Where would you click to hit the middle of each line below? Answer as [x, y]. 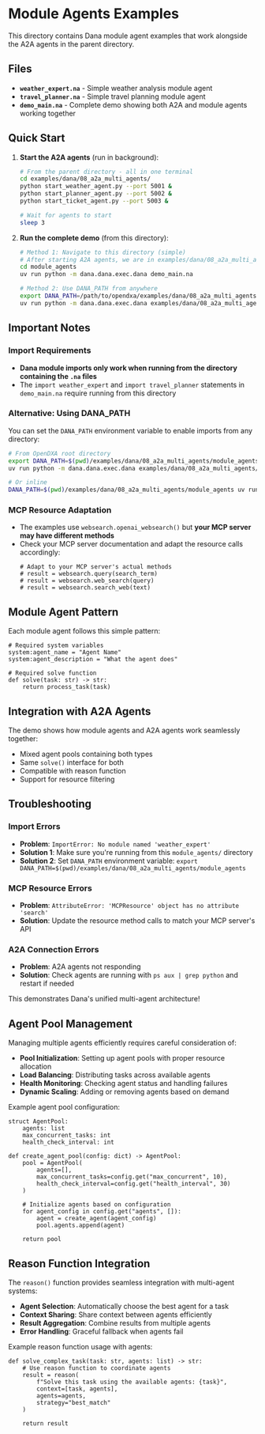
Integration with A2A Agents [80, 711]
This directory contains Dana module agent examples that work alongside [128, 36]
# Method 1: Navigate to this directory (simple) [103, 252]
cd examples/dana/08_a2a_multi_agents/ [85, 179]
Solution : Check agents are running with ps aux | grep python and [129, 975]
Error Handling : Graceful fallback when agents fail [101, 1331]
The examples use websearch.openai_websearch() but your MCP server [135, 528]
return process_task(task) [67, 687]
